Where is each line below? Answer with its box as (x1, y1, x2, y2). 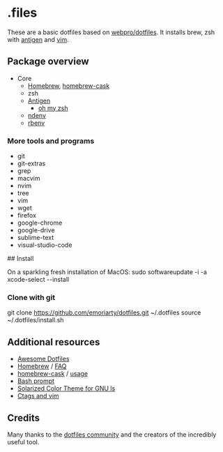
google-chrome (17, 218, 63, 227)
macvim (17, 174, 40, 183)
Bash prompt (17, 377, 54, 385)
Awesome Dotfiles (17, 354, 70, 363)
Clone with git (7, 292, 56, 302)
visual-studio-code (17, 241, 72, 249)
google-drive (17, 226, 55, 234)
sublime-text (17, 234, 54, 242)
